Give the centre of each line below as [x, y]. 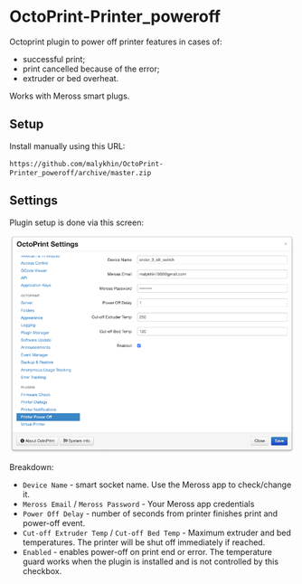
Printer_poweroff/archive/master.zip [80, 173]
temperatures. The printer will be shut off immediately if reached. [144, 542]
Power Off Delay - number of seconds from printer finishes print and [150, 513]
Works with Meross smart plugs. [70, 96]
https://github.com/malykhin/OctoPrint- [87, 164]
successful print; [54, 59]
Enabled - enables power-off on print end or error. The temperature [147, 552]
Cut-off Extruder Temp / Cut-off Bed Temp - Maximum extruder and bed [156, 533]
